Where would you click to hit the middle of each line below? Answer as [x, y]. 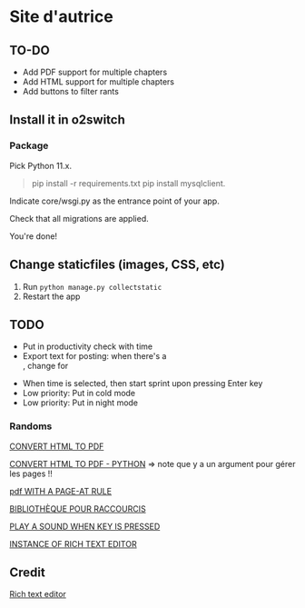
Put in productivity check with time [87, 346]
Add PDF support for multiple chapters [95, 72]
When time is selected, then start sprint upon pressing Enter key [143, 384]
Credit [27, 573]
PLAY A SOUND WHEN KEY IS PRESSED [85, 526]
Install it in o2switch [67, 120]
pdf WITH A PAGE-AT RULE [60, 491]
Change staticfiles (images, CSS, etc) [117, 265]
